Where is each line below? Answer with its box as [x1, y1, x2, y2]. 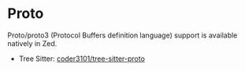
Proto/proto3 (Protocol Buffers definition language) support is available [7, 30, 238, 40]
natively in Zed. [7, 38, 58, 48]
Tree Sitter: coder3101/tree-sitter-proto [18, 54, 145, 63]
